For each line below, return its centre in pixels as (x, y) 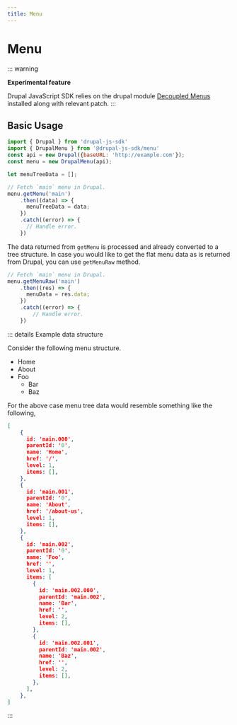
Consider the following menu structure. (64, 348)
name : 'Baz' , (58, 656)
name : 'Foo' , (45, 557)
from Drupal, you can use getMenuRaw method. (74, 262)
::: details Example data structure (56, 334)
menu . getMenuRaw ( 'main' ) (44, 281)
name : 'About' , (48, 505)
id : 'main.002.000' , (69, 590)
